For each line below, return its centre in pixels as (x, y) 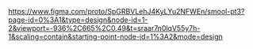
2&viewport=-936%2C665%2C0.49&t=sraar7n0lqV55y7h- (104, 28)
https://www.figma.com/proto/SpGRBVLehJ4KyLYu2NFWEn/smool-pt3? (126, 11)
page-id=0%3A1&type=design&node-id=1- (78, 20)
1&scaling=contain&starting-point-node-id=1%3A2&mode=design (116, 36)
